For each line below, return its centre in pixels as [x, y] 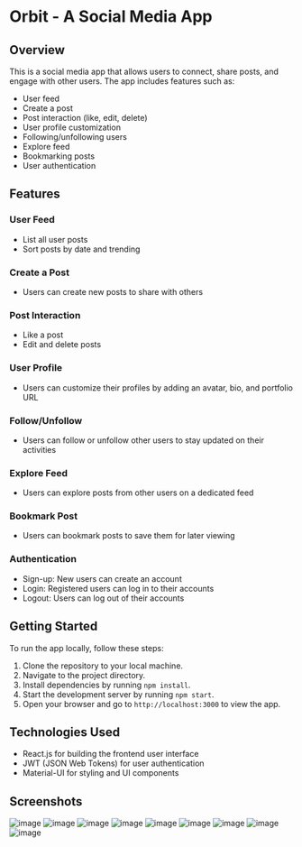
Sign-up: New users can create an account [102, 578]
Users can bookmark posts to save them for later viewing [129, 536]
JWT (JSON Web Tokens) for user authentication [113, 763]
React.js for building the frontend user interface [110, 754]
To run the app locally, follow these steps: [87, 648]
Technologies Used [64, 732]
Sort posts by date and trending [81, 249]
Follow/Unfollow [46, 420]
